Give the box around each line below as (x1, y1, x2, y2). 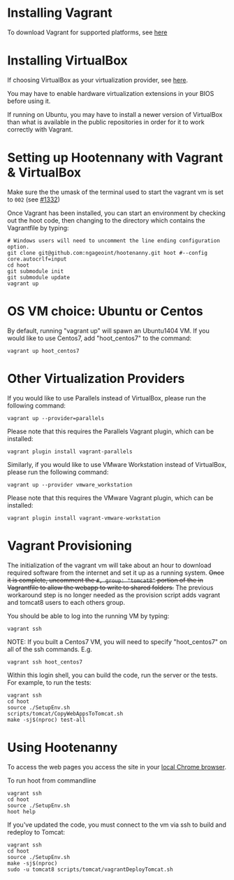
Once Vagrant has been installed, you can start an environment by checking (7, 209, 226, 217)
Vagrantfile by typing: (7, 223, 69, 232)
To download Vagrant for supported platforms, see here (7, 28, 168, 36)
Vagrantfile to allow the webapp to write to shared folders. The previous (7, 583, 214, 592)
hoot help (7, 808, 36, 815)
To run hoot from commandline (7, 776, 96, 785)
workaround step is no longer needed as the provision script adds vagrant (7, 590, 221, 599)
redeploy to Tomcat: (7, 827, 65, 836)
